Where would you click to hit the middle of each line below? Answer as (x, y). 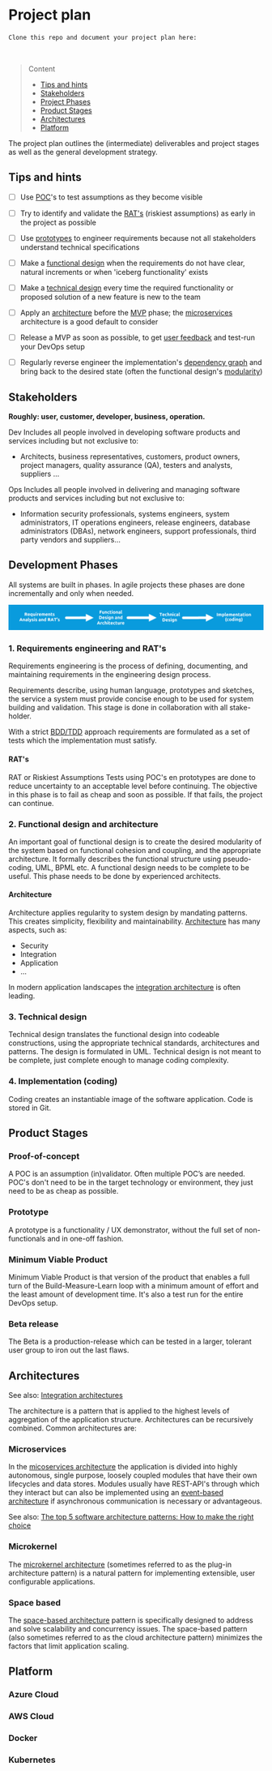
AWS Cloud (31, 1717)
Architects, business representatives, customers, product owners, (130, 457)
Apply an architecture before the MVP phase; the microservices (126, 313)
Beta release (34, 1323)
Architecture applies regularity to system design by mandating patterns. (128, 913)
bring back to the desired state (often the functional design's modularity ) (141, 371)
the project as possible (58, 222)
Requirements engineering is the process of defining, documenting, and (128, 666)
